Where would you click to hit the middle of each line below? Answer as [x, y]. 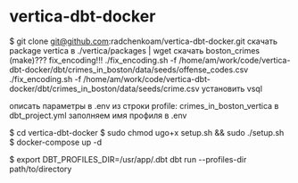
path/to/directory [41, 169]
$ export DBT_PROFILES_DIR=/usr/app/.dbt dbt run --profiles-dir [128, 159]
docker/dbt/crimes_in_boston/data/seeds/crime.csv [104, 88]
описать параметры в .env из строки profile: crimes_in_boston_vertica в [144, 105]
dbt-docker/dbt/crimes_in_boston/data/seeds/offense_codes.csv [129, 70]
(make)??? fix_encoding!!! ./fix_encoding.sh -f [93, 60]
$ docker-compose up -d [56, 142]
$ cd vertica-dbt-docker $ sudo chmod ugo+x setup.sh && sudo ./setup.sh [147, 132]
